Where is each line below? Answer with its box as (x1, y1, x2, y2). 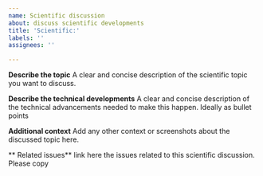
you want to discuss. (8, 79, 77, 88)
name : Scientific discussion (8, 11, 105, 20)
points (8, 111, 29, 120)
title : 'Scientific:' (8, 26, 80, 34)
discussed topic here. (8, 135, 80, 144)
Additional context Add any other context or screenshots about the (8, 127, 230, 136)
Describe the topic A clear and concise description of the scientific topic (8, 70, 249, 80)
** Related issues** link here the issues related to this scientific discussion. (8, 151, 255, 160)
